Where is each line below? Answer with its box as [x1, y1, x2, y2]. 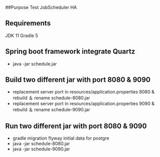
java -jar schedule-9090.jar [12, 146, 70, 152]
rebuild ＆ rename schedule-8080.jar [12, 95, 90, 101]
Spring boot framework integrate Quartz [5, 47, 136, 56]
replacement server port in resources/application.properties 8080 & [12, 89, 155, 95]
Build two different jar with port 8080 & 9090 [5, 76, 151, 84]
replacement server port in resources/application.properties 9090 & [12, 101, 155, 107]
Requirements [5, 19, 51, 27]
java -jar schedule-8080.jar [12, 141, 70, 147]
